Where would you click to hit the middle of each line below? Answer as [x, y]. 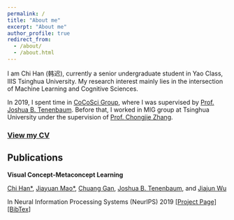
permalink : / [26, 14]
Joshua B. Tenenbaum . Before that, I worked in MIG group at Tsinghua [108, 110]
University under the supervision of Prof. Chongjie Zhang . [90, 117]
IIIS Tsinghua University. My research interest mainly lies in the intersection [115, 81]
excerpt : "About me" [37, 27]
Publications [35, 158]
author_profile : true [39, 33]
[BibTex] [19, 209]
